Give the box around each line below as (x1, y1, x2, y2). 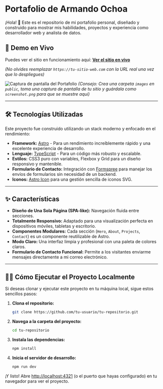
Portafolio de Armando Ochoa (5, 3, 128, 15)
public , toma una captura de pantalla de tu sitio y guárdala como (5, 86, 137, 92)
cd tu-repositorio (12, 328, 49, 333)
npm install (12, 346, 36, 351)
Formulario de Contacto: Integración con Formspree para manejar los (12, 166, 152, 172)
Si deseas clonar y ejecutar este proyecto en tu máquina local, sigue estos (5, 286, 154, 292)
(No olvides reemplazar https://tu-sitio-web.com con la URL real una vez (5, 66, 154, 72)
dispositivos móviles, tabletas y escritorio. (12, 223, 96, 229)
